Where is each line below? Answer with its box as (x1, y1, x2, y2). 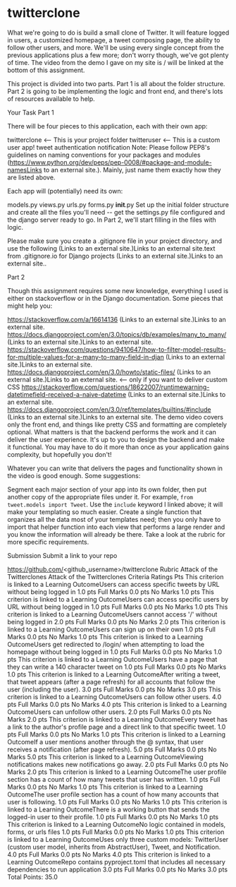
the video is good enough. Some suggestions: (7, 471, 141, 480)
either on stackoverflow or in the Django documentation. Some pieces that (7, 294, 223, 302)
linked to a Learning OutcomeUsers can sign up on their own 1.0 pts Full (7, 625, 216, 633)
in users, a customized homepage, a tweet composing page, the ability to (7, 35, 221, 44)
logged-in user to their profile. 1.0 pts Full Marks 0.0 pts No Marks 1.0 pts (7, 812, 219, 821)
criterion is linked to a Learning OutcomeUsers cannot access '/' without (7, 609, 218, 619)
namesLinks (7, 165, 42, 174)
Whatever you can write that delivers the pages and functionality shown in (7, 464, 223, 472)
